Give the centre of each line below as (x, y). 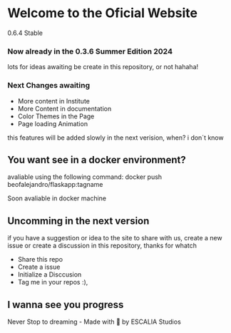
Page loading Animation (52, 123)
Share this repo (40, 260)
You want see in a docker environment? (97, 159)
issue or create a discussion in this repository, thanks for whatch (102, 246)
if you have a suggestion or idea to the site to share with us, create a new (115, 238)
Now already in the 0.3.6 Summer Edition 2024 (90, 51)
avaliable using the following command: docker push (85, 177)
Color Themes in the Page (56, 116)
